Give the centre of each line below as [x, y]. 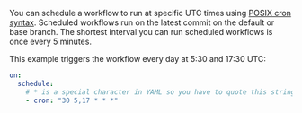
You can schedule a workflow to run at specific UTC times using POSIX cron [151, 13]
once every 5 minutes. [51, 41]
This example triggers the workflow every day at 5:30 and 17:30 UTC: [138, 59]
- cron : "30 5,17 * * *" [72, 100]
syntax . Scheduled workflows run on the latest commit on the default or [142, 22]
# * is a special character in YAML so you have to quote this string [160, 92]
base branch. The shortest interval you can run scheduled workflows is [141, 32]
